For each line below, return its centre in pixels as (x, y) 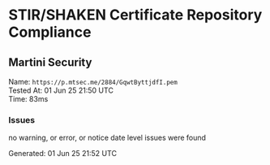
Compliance (50, 32)
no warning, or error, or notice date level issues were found (107, 138)
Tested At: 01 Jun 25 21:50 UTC (61, 90)
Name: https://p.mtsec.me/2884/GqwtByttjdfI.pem (93, 82)
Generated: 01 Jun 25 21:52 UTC (63, 154)
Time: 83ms (28, 99)
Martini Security (50, 62)
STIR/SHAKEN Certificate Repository (135, 15)
